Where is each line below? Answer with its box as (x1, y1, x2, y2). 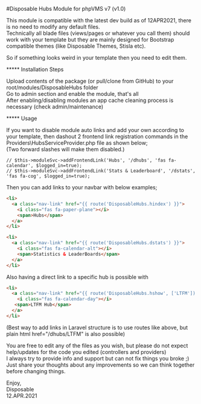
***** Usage (6, 115, 37, 122)
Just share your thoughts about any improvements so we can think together (6, 361, 195, 368)
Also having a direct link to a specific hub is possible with (6, 273, 149, 280)
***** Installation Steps (6, 66, 64, 73)
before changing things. (6, 367, 66, 374)
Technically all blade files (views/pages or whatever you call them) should (6, 30, 190, 37)
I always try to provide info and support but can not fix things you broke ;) (6, 355, 190, 362)
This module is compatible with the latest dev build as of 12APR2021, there (6, 17, 192, 24)
